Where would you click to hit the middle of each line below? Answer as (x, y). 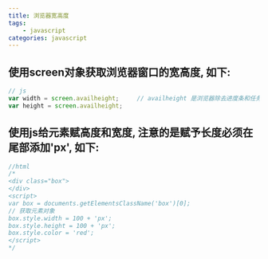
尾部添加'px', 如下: (54, 148)
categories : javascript (48, 38)
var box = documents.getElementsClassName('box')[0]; (100, 203)
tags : (17, 23)
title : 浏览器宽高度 (39, 16)
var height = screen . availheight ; (66, 106)
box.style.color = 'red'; (51, 233)
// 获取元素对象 (32, 211)
